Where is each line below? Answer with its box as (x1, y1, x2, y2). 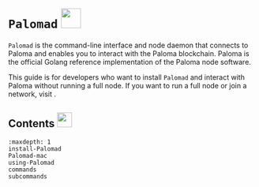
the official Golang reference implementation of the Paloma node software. (8, 57, 251, 66)
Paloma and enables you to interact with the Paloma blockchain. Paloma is (8, 48, 250, 58)
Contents (8, 117, 55, 130)
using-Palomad (8, 159, 55, 166)
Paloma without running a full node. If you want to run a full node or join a (8, 80, 247, 90)
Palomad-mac (8, 151, 47, 159)
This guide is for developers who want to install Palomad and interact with (8, 72, 245, 82)
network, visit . (8, 89, 57, 99)
